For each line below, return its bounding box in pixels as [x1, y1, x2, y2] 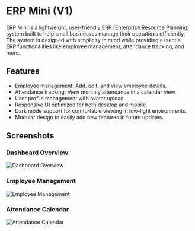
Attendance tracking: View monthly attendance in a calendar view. [14, 88, 177, 96]
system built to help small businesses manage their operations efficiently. [6, 30, 186, 37]
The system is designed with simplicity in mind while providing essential [6, 36, 182, 43]
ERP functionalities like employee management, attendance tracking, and [6, 43, 185, 50]
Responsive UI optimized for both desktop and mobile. [14, 101, 148, 108]
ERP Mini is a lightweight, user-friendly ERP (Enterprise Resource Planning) [6, 24, 190, 31]
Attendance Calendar [6, 205, 69, 213]
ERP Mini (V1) [6, 4, 73, 18]
